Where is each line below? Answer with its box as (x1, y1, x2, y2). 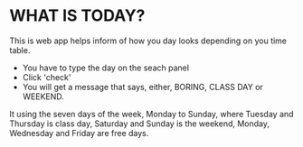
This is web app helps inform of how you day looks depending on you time (9, 35, 288, 46)
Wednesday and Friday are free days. (9, 127, 149, 138)
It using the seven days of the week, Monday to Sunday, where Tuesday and (9, 108, 294, 119)
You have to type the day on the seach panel (22, 62, 190, 73)
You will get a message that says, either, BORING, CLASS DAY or (22, 81, 264, 92)
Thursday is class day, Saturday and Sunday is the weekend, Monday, (9, 118, 270, 129)
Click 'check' (22, 71, 71, 82)
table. (9, 44, 31, 55)
